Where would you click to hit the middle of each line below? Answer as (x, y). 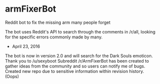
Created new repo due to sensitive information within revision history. (75, 71)
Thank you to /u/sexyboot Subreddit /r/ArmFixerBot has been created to (77, 61)
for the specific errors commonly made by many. (54, 37)
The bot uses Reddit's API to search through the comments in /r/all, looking (80, 32)
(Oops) (12, 76)
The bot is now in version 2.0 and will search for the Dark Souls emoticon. (79, 56)
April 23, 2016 (26, 46)
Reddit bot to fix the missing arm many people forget (58, 22)
